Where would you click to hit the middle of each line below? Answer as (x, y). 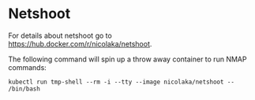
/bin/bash (24, 89)
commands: (28, 67)
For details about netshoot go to (60, 35)
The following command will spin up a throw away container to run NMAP (127, 59)
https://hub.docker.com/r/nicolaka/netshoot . (80, 43)
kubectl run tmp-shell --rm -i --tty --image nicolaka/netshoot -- (122, 82)
